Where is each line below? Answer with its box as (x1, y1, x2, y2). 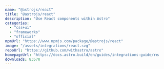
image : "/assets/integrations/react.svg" (5, 43, 91, 48)
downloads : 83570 (5, 57, 41, 62)
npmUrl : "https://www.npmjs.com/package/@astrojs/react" (5, 39, 123, 44)
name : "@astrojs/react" (5, 7, 54, 12)
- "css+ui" (9, 25, 32, 30)
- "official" (9, 34, 36, 39)
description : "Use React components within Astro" (5, 16, 110, 21)
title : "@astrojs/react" (5, 12, 56, 17)
